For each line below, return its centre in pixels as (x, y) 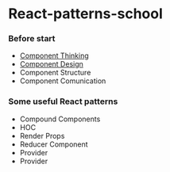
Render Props (42, 136)
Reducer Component (54, 144)
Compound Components (60, 119)
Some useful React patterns (63, 101)
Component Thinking (54, 55)
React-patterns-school (85, 14)
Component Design (51, 64)
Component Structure (55, 73)
